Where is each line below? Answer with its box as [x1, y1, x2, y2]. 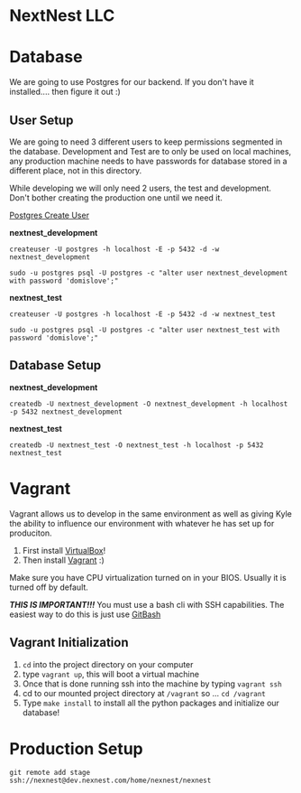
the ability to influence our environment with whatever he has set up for [9, 518, 275, 528]
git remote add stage [9, 769, 91, 778]
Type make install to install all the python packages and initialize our [22, 697, 279, 708]
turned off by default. [9, 582, 88, 592]
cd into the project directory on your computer [22, 658, 194, 669]
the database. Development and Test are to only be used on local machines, [9, 145, 292, 156]
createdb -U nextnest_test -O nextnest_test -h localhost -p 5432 [9, 440, 264, 450]
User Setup [9, 112, 74, 127]
